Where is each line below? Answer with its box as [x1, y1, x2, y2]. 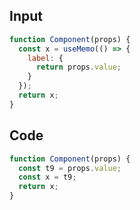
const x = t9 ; [18, 172, 77, 183]
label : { [27, 53, 64, 63]
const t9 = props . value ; [18, 163, 122, 173]
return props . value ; [35, 62, 122, 73]
